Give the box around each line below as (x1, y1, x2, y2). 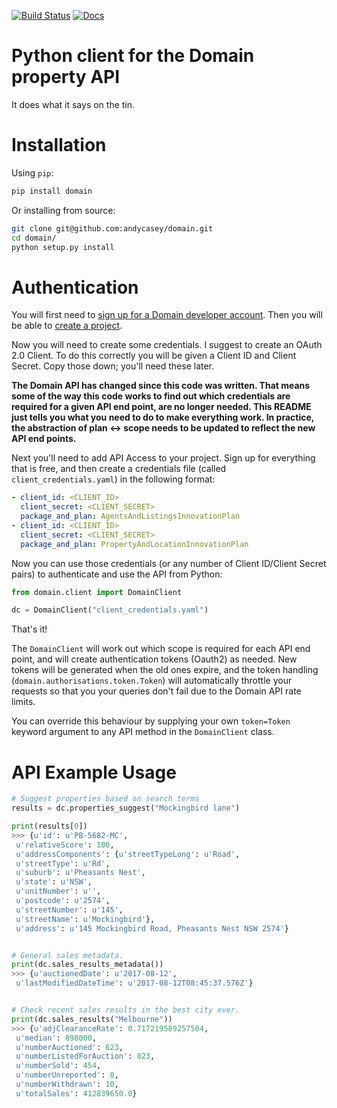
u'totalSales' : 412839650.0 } (15, 1088, 138, 1099)
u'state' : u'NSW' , (15, 877, 93, 887)
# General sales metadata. (11, 950, 124, 960)
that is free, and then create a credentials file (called (11, 463, 227, 475)
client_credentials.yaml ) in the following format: (11, 473, 216, 485)
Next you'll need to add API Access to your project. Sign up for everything (11, 452, 316, 464)
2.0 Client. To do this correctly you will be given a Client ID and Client (11, 350, 297, 362)
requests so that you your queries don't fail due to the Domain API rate (11, 685, 302, 697)
